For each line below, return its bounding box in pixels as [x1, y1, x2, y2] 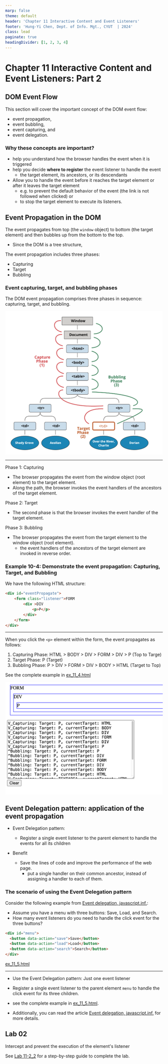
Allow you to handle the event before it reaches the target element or [12, 177, 154, 183]
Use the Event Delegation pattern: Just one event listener [12, 976, 130, 982]
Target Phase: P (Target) [12, 657, 63, 663]
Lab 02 [5, 1030, 27, 1038]
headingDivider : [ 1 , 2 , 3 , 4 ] [5, 40, 68, 45]
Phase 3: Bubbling [5, 524, 43, 530]
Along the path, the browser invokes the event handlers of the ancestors [12, 485, 161, 491]
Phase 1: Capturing [5, 464, 44, 470]
